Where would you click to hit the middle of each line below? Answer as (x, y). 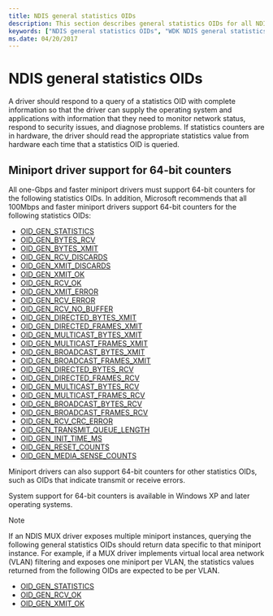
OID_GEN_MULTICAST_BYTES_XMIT (81, 335)
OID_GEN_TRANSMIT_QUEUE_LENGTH (85, 430)
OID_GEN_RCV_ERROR (58, 300)
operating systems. (41, 504)
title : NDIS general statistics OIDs (72, 16)
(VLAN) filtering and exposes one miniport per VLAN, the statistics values (131, 562)
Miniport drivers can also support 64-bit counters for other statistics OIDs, (133, 471)
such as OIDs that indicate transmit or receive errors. (97, 480)
